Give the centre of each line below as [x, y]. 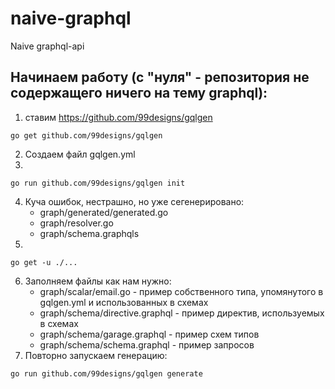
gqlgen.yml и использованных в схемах [124, 302]
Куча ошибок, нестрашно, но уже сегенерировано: [134, 201]
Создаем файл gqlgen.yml [80, 154]
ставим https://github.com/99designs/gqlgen [118, 117]
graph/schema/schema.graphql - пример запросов [147, 344]
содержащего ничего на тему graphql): [139, 93]
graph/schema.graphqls [89, 233]
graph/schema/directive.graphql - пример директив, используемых [182, 313]
